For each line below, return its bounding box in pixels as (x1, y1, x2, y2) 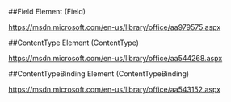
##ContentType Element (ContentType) (8, 38, 140, 47)
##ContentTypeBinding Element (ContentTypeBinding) (8, 69, 190, 79)
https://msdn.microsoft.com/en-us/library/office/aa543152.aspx (8, 84, 220, 94)
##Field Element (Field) (8, 7, 86, 16)
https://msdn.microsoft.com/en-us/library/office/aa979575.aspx (8, 22, 221, 31)
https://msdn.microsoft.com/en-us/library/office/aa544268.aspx (8, 54, 223, 63)
